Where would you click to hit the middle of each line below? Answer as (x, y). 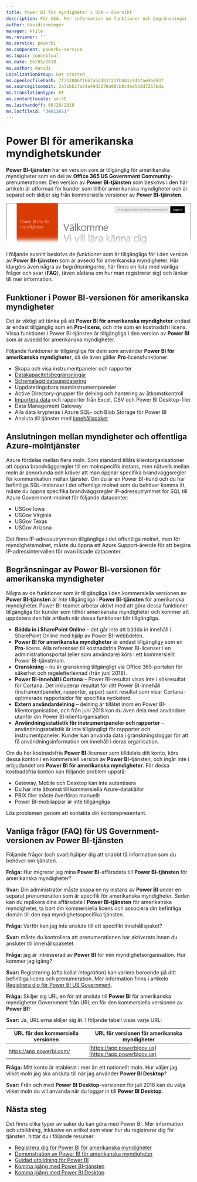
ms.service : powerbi (31, 43)
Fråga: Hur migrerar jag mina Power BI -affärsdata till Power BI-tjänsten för (97, 872)
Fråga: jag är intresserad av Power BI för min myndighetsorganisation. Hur (96, 955)
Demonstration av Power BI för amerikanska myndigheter (84, 1154)
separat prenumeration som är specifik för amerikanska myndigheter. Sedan (98, 896)
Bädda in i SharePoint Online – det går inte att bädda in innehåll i (93, 629)
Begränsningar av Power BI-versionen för (83, 570)
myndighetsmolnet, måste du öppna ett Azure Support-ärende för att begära (98, 545)
